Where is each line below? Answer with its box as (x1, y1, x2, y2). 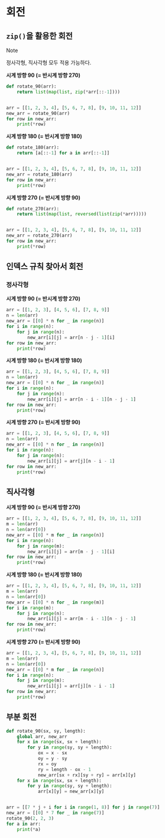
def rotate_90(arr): (6, 83, 57, 89)
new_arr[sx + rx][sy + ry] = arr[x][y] (37, 772, 136, 778)
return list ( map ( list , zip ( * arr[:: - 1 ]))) (17, 89, 120, 95)
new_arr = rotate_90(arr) (6, 110, 70, 116)
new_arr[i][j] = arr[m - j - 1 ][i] (27, 549, 115, 555)
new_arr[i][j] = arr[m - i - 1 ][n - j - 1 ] (27, 616, 136, 622)
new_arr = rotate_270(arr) (6, 233, 73, 238)
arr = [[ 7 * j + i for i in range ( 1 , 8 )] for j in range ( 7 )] (6, 804, 160, 811)
